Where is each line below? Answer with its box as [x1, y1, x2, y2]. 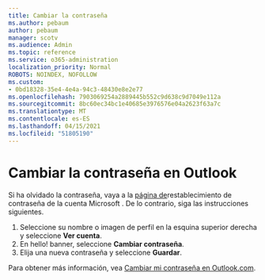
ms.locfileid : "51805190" [8, 129, 93, 137]
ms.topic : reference [8, 48, 77, 56]
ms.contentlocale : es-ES [8, 115, 90, 123]
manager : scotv [8, 33, 59, 42]
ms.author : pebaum [8, 19, 69, 27]
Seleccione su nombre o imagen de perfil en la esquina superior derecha [19, 222, 257, 232]
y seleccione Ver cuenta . [19, 231, 103, 240]
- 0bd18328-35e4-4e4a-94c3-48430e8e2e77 [8, 85, 144, 94]
